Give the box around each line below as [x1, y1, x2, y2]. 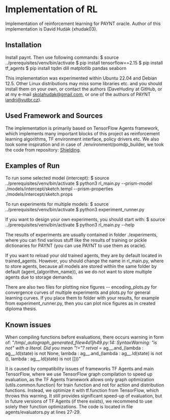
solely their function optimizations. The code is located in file [5, 404, 133, 410]
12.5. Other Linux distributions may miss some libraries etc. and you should [5, 80, 162, 86]
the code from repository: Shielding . [5, 146, 81, 153]
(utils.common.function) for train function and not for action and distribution [5, 382, 164, 388]
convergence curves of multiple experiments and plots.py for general [5, 289, 151, 295]
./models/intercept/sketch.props [5, 191, 73, 197]
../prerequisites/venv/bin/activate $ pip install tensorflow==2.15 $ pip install [5, 60, 163, 66]
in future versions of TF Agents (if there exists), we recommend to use [5, 398, 153, 404]
